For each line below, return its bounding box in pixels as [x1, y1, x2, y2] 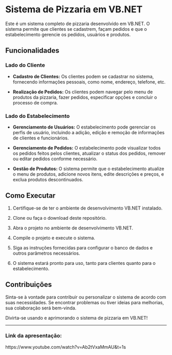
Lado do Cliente [5, 61, 45, 69]
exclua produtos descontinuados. [12, 176, 83, 182]
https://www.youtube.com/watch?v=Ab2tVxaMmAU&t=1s [5, 344, 126, 350]
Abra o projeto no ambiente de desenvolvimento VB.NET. [12, 224, 134, 231]
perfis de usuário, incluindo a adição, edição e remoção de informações [12, 129, 165, 135]
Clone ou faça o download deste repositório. [12, 215, 107, 221]
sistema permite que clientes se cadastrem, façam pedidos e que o [5, 26, 147, 32]
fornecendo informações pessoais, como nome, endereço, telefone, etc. [12, 78, 166, 85]
